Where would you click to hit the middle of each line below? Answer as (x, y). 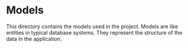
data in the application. (34, 39)
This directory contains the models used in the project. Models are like (92, 26)
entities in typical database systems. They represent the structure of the (94, 32)
